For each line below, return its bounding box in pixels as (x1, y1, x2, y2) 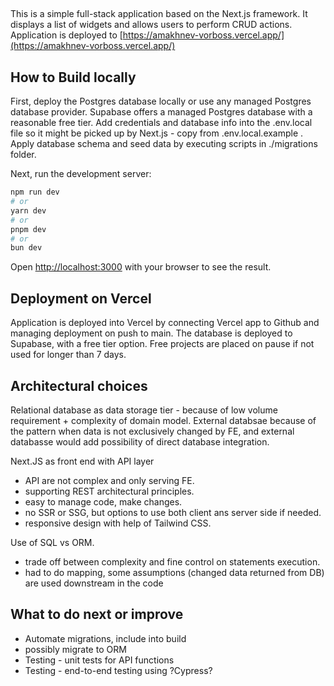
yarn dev (10, 205, 47, 216)
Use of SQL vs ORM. (10, 536, 95, 548)
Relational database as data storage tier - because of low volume (10, 404, 278, 416)
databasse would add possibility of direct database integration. (10, 435, 270, 448)
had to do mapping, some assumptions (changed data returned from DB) (24, 566, 325, 578)
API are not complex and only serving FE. (24, 474, 195, 486)
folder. (10, 149, 37, 161)
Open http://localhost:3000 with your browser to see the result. (10, 261, 272, 273)
